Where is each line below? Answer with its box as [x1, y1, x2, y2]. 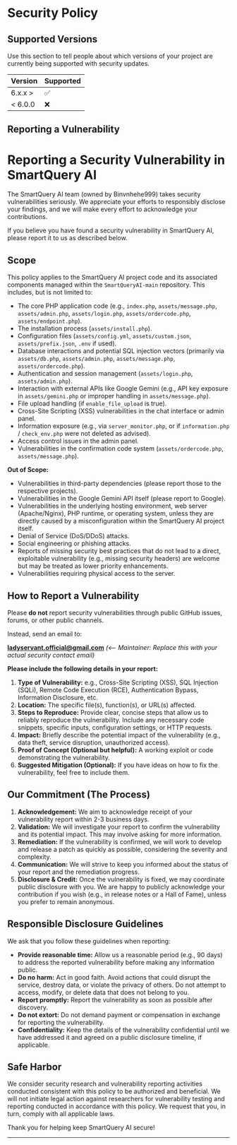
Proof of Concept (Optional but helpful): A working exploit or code [17, 745, 214, 754]
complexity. [17, 853, 51, 861]
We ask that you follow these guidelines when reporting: [7, 937, 171, 945]
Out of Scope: [7, 465, 49, 474]
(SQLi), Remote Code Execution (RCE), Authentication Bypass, [17, 685, 199, 694]
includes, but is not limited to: [7, 288, 93, 297]
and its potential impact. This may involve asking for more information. [17, 830, 222, 838]
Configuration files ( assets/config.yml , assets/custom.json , [17, 332, 192, 340]
